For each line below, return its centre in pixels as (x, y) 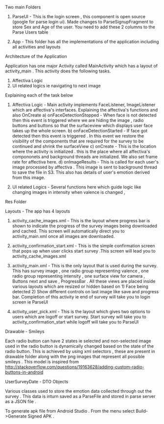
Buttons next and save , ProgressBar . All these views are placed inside (84, 281)
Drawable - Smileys (25, 331)
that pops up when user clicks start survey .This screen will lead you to (84, 251)
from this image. (29, 177)
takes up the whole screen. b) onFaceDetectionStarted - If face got (80, 131)
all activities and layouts (36, 47)
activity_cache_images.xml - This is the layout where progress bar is (81, 221)
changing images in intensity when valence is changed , (69, 192)
